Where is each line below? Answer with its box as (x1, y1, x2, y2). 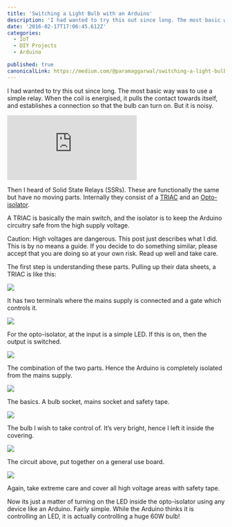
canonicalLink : (7, 67, 51, 75)
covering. (7, 431, 35, 439)
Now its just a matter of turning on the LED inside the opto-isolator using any (7, 497, 225, 506)
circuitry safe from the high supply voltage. (7, 221, 130, 229)
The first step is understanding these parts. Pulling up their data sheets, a (7, 262, 216, 270)
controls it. (7, 304, 38, 312)
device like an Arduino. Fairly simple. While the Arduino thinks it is (7, 504, 195, 512)
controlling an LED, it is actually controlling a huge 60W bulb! (7, 512, 181, 520)
